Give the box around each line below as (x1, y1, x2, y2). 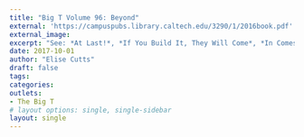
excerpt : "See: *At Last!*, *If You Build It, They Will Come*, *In (9, 38, 273, 48)
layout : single (9, 114, 67, 123)
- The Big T (9, 96, 54, 106)
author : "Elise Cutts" (9, 55, 95, 64)
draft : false (9, 64, 59, 73)
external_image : (9, 30, 71, 39)
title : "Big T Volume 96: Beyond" (9, 13, 140, 23)
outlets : (9, 88, 43, 97)
